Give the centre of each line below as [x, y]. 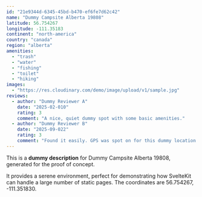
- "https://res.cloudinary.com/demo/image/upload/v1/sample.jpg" [96, 90]
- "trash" [24, 57]
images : [16, 85]
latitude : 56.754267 [32, 23]
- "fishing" [27, 68]
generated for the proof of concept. [50, 164]
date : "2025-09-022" [43, 130]
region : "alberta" [29, 46]
